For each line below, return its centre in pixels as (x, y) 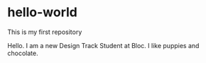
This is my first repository (45, 32)
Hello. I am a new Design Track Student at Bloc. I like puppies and (103, 45)
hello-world (43, 12)
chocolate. (23, 53)
